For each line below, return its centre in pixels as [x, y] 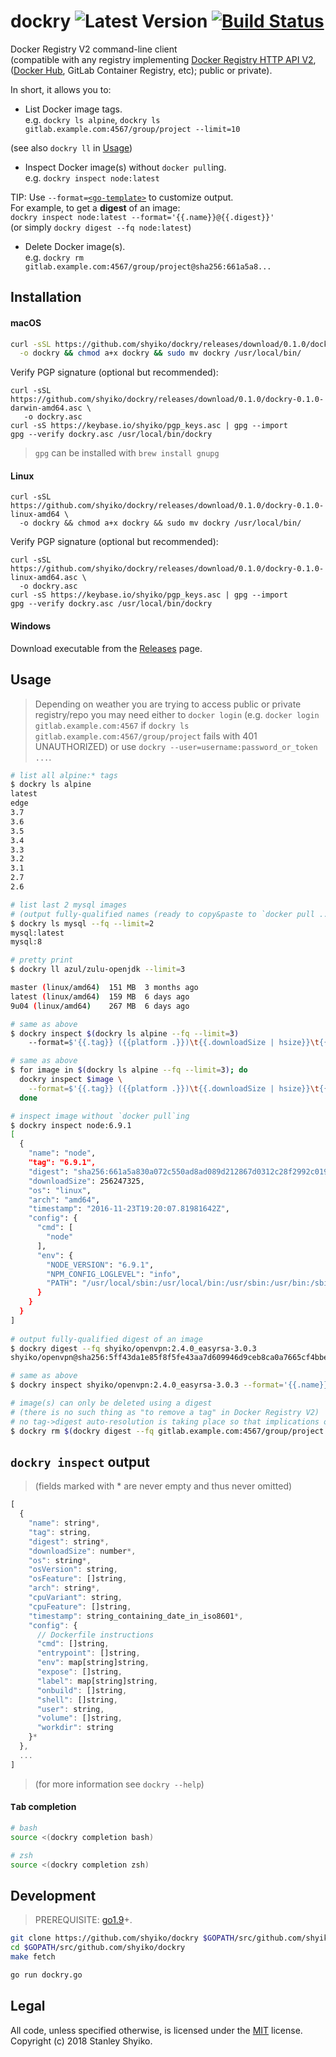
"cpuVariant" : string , [75, 1598]
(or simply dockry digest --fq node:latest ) [101, 227]
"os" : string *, [60, 1560]
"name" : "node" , [62, 1153]
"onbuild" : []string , [82, 1690]
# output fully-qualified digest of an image [106, 1339]
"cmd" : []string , [73, 1644]
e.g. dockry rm [54, 257]
